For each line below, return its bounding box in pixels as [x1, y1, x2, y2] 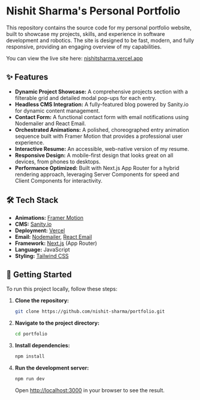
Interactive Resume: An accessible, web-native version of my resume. [14, 145, 189, 152]
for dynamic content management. [14, 107, 100, 114]
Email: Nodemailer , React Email [14, 233, 93, 240]
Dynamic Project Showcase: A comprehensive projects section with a [14, 88, 188, 95]
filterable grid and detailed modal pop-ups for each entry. [14, 94, 157, 101]
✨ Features [6, 72, 48, 82]
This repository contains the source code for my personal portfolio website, [6, 24, 192, 31]
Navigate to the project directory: [14, 319, 100, 327]
